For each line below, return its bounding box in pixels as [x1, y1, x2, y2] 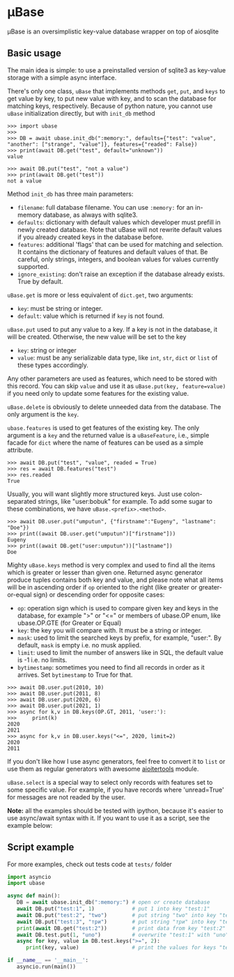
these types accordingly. [17, 360, 88, 369]
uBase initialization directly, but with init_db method [7, 109, 155, 117]
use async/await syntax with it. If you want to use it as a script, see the [7, 813, 210, 822]
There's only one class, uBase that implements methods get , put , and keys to [7, 86, 226, 95]
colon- [183, 489, 203, 498]
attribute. [7, 445, 33, 454]
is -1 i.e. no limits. [17, 656, 68, 664]
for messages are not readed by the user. [7, 792, 126, 801]
